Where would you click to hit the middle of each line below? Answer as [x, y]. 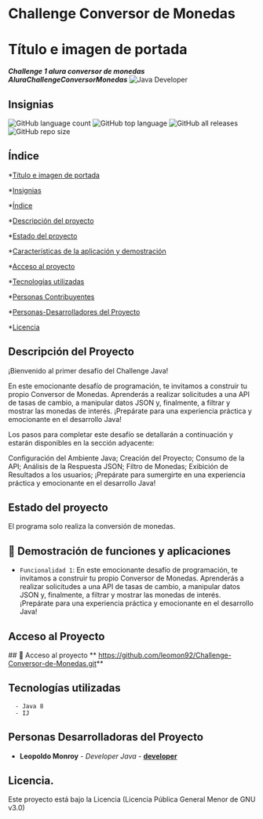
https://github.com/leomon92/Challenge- [164, 655]
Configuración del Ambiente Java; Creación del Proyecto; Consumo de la [126, 458]
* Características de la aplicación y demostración [87, 251]
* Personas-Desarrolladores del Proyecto [74, 311]
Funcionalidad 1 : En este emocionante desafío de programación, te [128, 570]
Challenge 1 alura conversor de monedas [77, 71]
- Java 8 [29, 706]
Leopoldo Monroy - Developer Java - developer [99, 756]
